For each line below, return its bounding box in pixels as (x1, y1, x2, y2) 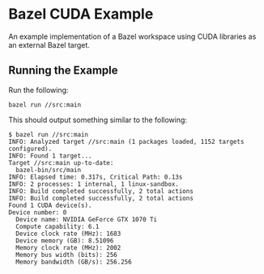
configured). (8, 145, 53, 153)
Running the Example (8, 64, 119, 78)
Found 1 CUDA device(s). (8, 201, 92, 209)
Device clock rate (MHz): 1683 (15, 230, 121, 238)
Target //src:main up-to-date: (8, 158, 114, 167)
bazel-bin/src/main (15, 166, 82, 174)
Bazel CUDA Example (8, 5, 154, 23)
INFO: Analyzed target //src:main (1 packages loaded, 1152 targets (8, 137, 245, 145)
